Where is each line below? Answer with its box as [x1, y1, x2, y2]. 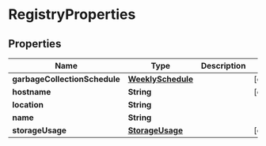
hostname [12, 87, 51, 97]
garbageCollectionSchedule [12, 73, 120, 84]
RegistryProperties [8, 6, 136, 24]
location [12, 99, 44, 110]
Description [200, 61, 246, 71]
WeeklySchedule [127, 73, 194, 84]
